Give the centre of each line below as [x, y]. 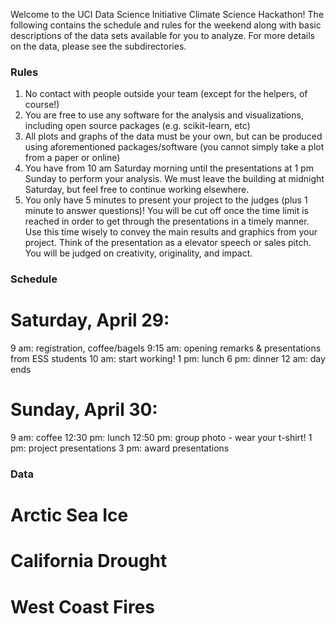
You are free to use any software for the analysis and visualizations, [164, 115]
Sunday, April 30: [84, 410]
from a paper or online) [72, 158]
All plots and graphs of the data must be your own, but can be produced [173, 136]
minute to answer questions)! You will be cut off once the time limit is [166, 211]
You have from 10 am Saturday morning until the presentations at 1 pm [169, 168]
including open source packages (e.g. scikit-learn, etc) [137, 126]
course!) [42, 105]
